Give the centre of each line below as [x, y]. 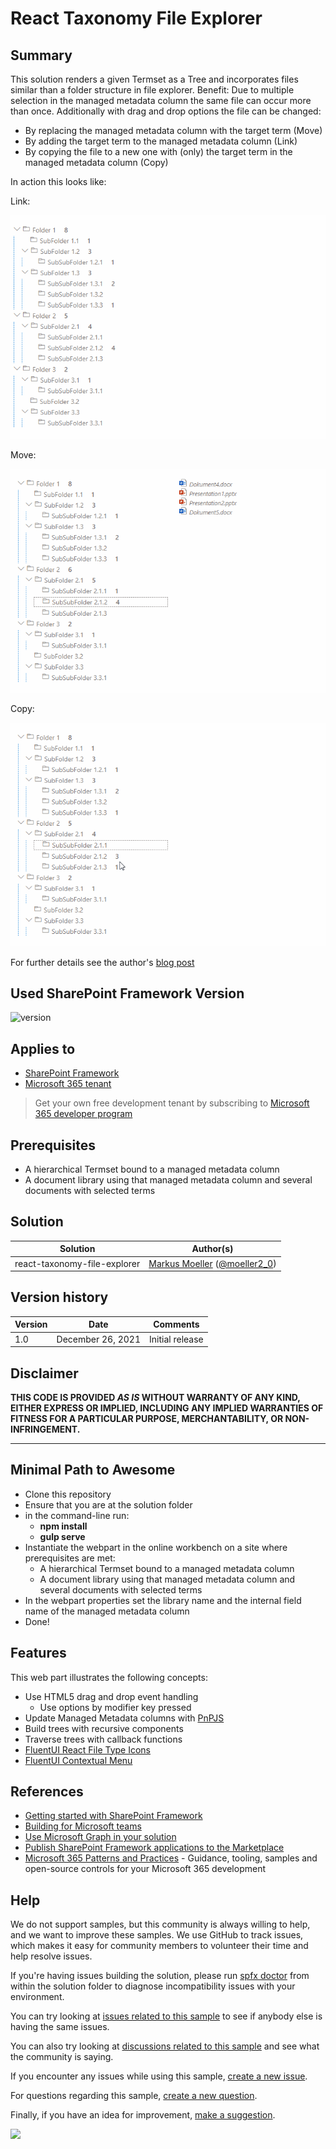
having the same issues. [60, 2027]
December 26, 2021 [99, 1339]
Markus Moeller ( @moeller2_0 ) [212, 1263]
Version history [59, 1297]
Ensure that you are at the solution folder [108, 1504]
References [47, 1791]
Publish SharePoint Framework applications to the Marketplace [154, 1848]
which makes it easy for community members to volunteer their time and [159, 1946]
